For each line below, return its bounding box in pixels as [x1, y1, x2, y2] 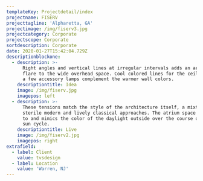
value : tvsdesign [17, 154, 61, 160]
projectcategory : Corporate [6, 31, 77, 37]
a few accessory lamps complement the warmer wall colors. [22, 76, 174, 82]
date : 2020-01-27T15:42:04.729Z [6, 48, 88, 54]
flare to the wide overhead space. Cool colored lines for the [22, 71, 185, 77]
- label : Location [11, 160, 59, 167]
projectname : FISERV [6, 14, 59, 21]
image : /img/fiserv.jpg [17, 87, 77, 94]
